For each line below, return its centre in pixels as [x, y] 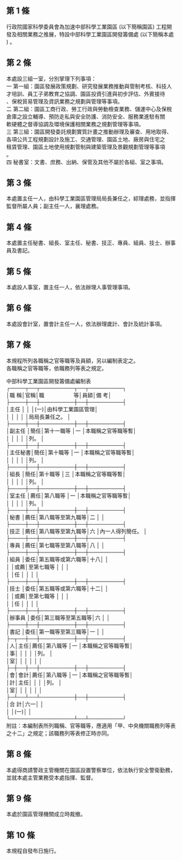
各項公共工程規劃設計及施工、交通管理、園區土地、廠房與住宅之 [86, 139]
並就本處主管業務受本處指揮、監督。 [51, 778]
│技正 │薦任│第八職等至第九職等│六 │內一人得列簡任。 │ [77, 531]
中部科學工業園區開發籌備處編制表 [49, 381]
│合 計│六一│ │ [25, 704]
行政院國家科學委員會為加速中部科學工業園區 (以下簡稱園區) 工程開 [89, 27]
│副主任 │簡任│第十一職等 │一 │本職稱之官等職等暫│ [72, 431]
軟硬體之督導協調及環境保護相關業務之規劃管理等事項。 [75, 124]
